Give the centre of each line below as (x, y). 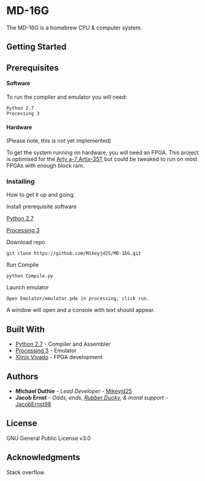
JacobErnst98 (33, 404)
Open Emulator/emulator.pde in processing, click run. (78, 299)
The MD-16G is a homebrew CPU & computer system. (74, 28)
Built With (25, 329)
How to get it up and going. (41, 195)
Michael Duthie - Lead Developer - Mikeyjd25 (73, 391)
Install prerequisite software (41, 206)
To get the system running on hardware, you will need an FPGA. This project (103, 153)
